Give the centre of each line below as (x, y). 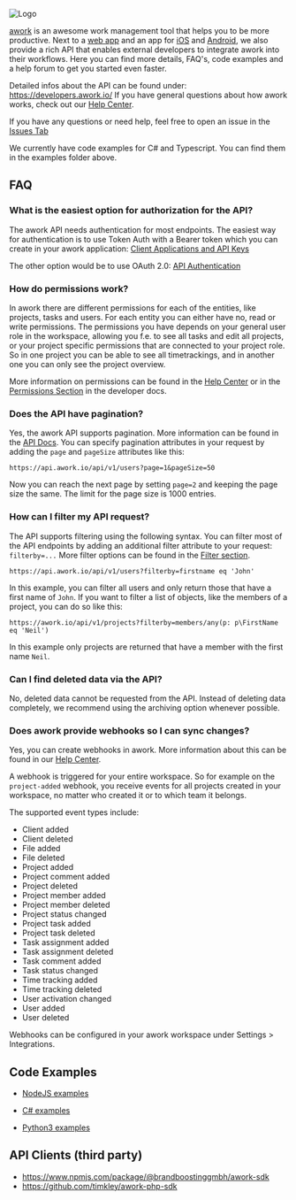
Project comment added (66, 877)
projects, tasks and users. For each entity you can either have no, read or (142, 317)
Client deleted (47, 839)
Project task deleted (58, 933)
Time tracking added (60, 980)
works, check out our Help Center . (72, 104)
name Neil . (30, 656)
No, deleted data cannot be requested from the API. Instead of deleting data (148, 698)
